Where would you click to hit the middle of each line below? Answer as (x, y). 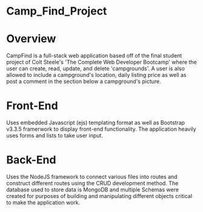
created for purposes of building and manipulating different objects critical (99, 196)
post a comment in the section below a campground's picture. (84, 81)
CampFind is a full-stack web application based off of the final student (94, 56)
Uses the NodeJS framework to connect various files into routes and (92, 177)
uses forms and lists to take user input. (55, 136)
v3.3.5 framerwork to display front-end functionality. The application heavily (101, 129)
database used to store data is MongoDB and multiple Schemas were (92, 190)
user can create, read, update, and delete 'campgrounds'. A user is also (95, 68)
